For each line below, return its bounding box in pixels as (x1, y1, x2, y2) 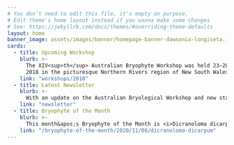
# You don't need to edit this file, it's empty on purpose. (7, 10, 189, 17)
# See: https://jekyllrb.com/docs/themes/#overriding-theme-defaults (7, 23, 214, 30)
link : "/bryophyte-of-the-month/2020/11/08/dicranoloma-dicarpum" (19, 127, 217, 134)
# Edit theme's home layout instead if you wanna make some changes (7, 17, 210, 24)
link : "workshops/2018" (19, 75, 89, 82)
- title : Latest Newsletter (13, 82, 95, 89)
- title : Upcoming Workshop (13, 49, 95, 56)
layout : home (7, 29, 45, 37)
